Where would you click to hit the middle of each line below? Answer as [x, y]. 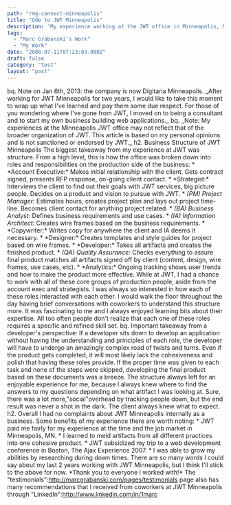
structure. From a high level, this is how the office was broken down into [109, 157]
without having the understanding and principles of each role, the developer [115, 340]
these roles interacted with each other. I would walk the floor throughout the [115, 296]
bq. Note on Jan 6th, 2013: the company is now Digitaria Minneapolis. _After [115, 91]
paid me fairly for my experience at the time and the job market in [100, 428]
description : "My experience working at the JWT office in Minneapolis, [113, 26]
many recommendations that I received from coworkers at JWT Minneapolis [115, 486]
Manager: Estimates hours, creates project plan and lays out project [103, 201]
